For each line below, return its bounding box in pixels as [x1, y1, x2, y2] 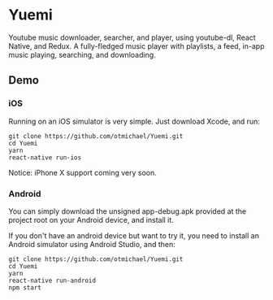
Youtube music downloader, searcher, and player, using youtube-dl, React [8, 33, 256, 42]
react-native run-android [8, 276, 96, 285]
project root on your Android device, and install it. [8, 215, 175, 224]
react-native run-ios [8, 153, 82, 162]
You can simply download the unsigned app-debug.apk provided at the [8, 206, 247, 216]
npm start [8, 283, 42, 292]
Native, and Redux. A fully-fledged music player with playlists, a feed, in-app [8, 41, 265, 50]
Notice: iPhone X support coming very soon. [8, 167, 157, 177]
